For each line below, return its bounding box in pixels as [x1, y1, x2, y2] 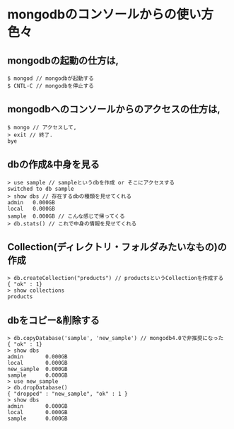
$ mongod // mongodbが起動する [7, 75, 94, 82]
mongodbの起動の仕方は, [7, 54, 119, 66]
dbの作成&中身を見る [7, 158, 100, 170]
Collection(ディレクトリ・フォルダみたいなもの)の [7, 241, 228, 253]
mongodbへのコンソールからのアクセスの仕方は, [7, 103, 221, 115]
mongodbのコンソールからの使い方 [7, 6, 214, 23]
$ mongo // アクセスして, [7, 124, 77, 131]
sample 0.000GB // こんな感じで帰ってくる [7, 213, 125, 220]
